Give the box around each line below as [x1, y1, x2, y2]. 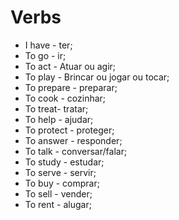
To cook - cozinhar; [24, 92, 107, 104]
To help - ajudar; [24, 113, 94, 125]
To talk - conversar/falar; [24, 145, 128, 157]
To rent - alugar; [24, 198, 92, 210]
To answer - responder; [24, 134, 123, 146]
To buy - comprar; [24, 177, 100, 189]
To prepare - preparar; [24, 81, 118, 93]
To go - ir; [24, 49, 67, 61]
